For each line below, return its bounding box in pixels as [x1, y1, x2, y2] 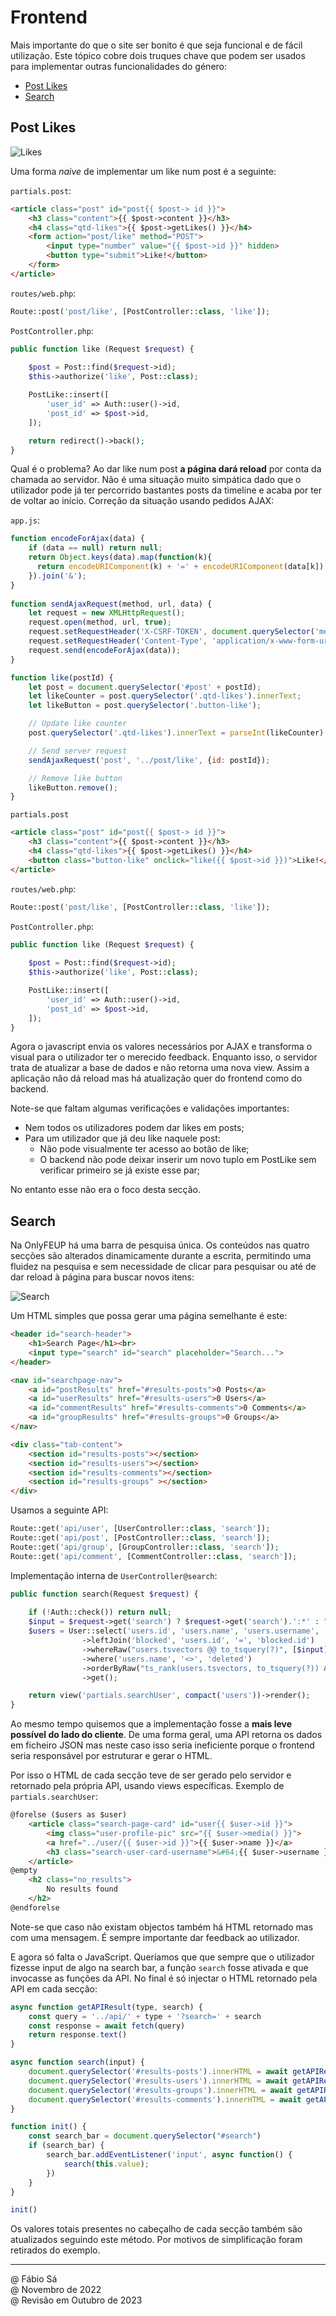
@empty [10, 1866, 38, 1876]
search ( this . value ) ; [63, 2159, 150, 2169]
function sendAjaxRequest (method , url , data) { [10, 599, 213, 609]
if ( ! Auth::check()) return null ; [28, 1607, 172, 1618]
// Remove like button [28, 773, 123, 783]
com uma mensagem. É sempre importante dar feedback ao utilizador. [10, 1931, 300, 1943]
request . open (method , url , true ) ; [28, 617, 172, 628]
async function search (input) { [10, 2057, 145, 2068]
